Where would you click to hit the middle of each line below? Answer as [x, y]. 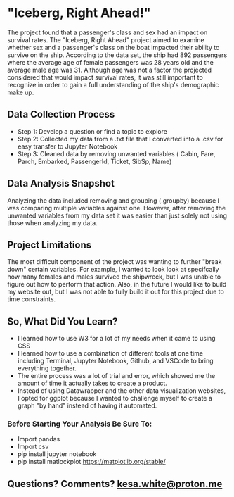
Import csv [33, 447]
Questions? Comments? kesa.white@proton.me [115, 484]
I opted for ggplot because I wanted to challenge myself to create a [115, 398]
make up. [21, 92]
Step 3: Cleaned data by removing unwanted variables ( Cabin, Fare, [116, 153]
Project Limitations [50, 245]
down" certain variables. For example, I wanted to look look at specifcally [113, 270]
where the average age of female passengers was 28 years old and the [111, 62]
